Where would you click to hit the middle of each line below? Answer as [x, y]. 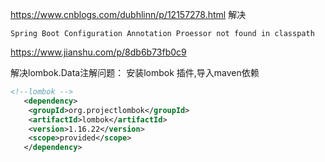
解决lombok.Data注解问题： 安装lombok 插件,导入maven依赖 [135, 72]
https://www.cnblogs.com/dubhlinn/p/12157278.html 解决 [128, 14]
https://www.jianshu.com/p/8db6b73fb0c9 [98, 52]
